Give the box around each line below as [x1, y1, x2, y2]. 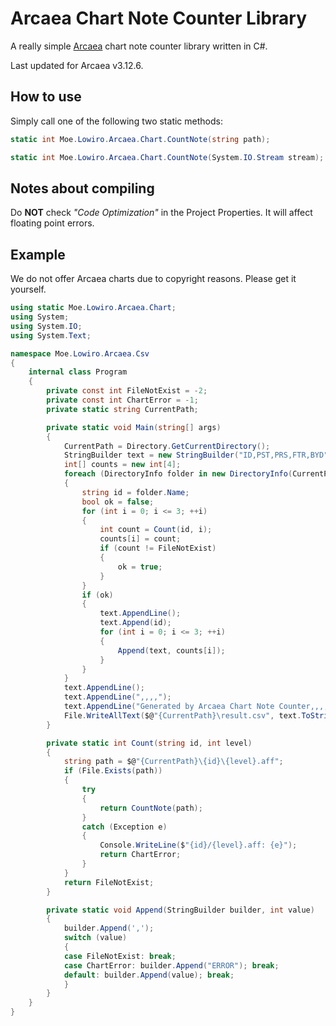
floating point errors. [10, 217, 95, 229]
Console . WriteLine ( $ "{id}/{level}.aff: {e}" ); [99, 840, 298, 851]
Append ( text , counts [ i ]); [117, 645, 226, 656]
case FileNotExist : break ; [63, 951, 177, 961]
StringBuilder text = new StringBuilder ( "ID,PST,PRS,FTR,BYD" [63, 450, 329, 461]
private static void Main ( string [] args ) [46, 422, 222, 432]
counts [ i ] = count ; [99, 534, 182, 544]
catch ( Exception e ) [81, 822, 168, 832]
